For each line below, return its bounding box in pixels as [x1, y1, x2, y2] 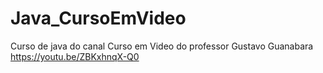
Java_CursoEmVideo [10, 7, 187, 30]
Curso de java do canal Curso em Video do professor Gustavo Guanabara [10, 40, 314, 52]
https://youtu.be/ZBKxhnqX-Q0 [10, 50, 140, 62]
